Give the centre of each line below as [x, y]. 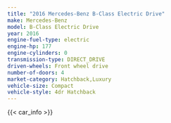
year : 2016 [23, 33]
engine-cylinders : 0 [38, 53]
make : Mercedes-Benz [38, 20]
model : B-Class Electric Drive [53, 27]
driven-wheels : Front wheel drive [58, 66]
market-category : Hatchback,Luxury [59, 79]
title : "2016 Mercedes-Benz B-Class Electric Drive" [86, 14]
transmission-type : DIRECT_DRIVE [56, 60]
